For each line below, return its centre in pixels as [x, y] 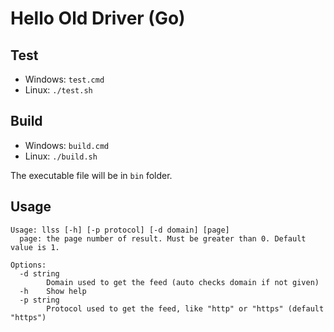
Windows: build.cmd [67, 145]
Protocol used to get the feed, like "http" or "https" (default [185, 308]
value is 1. [35, 247]
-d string [39, 273]
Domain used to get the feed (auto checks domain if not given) [183, 282]
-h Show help [53, 291]
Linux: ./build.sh [61, 156]
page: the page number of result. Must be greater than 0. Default [163, 238]
